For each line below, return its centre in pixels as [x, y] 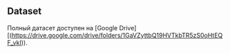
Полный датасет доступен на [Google [63, 28]
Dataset [25, 11]
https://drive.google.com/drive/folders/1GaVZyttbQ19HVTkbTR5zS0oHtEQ [117, 35]
